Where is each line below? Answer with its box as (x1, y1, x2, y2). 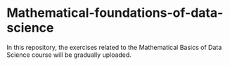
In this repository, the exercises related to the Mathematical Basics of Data (6, 43, 222, 51)
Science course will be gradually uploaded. (6, 51, 132, 59)
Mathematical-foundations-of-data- (6, 5, 224, 21)
